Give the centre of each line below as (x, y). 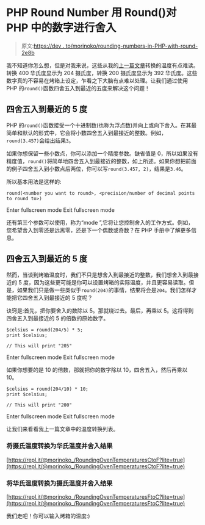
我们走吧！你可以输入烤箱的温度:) (48, 516)
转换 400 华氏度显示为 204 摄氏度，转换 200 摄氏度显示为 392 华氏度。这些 (102, 73)
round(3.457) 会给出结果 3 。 (40, 140)
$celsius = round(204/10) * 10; (47, 389)
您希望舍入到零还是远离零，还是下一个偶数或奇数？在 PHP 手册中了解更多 (99, 230)
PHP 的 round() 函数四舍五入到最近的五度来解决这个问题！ (78, 88)
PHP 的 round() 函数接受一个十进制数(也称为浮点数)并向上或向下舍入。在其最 (102, 125)
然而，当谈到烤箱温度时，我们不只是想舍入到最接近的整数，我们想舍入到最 (100, 275)
